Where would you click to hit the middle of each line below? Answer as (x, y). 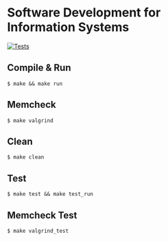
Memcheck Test (42, 215)
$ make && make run (35, 84)
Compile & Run (39, 68)
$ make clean (26, 157)
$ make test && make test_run (50, 194)
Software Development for (84, 13)
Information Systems (68, 27)
